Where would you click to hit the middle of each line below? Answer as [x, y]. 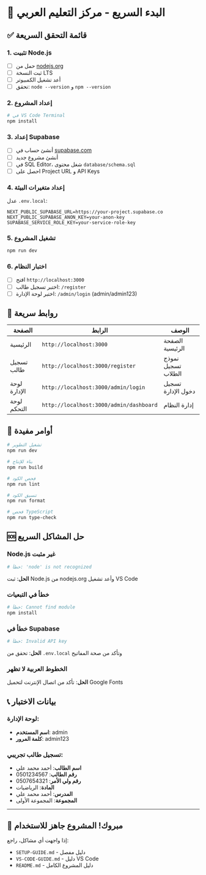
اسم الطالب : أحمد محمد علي [49, 768]
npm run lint [24, 484]
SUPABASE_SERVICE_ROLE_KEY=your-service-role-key [72, 223]
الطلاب [173, 374]
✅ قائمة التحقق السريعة [47, 35]
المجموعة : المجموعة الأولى [46, 801]
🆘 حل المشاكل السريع [46, 536]
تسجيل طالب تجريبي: [35, 754]
